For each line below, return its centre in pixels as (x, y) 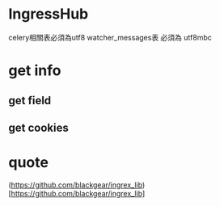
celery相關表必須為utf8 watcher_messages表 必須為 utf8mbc (110, 37)
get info (35, 71)
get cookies (38, 127)
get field (30, 101)
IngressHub (49, 14)
